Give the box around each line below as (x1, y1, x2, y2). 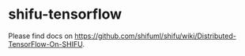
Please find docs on (8, 31, 73, 40)
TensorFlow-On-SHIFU (8, 39, 83, 48)
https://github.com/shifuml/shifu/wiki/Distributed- (74, 31, 237, 40)
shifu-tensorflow (8, 5, 122, 23)
